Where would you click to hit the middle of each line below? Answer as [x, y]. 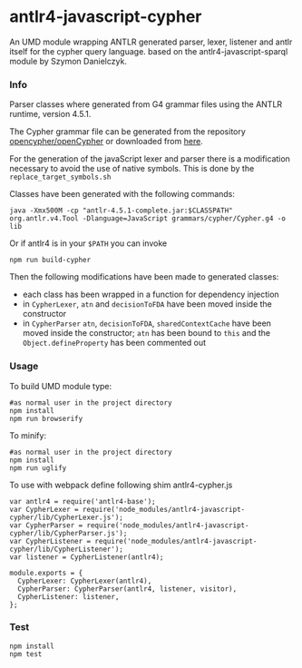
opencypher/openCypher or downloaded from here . [107, 142]
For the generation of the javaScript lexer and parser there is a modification [150, 159]
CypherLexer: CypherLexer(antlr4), [85, 581]
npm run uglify [38, 468]
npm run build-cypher [50, 260]
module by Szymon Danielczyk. [68, 61]
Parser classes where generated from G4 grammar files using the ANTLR [146, 104]
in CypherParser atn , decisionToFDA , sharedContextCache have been [147, 323]
